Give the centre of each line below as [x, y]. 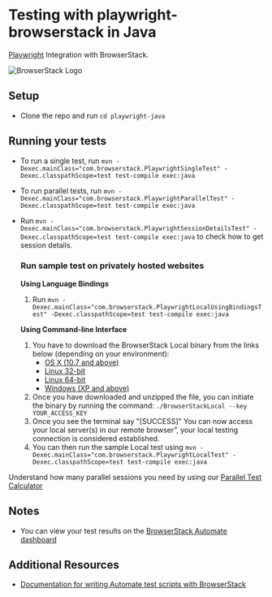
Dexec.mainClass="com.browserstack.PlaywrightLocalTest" [131, 455]
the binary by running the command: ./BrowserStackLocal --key [140, 405]
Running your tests [58, 141]
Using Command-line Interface [73, 329]
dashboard [38, 539]
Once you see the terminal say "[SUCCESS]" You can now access [142, 421]
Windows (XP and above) [87, 388]
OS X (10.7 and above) [82, 362]
